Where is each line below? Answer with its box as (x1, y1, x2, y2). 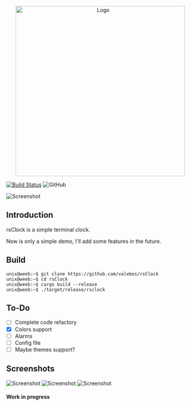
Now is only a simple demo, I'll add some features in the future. (6, 237, 162, 245)
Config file (14, 339, 41, 346)
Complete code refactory (14, 318, 77, 326)
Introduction (6, 210, 54, 220)
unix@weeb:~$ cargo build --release (6, 281, 97, 287)
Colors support (14, 326, 53, 333)
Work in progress (6, 393, 50, 401)
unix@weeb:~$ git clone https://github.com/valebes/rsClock (6, 270, 159, 277)
